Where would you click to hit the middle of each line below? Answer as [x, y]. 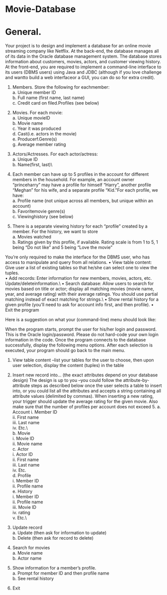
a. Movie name [28, 553]
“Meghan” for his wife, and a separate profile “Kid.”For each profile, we [85, 190]
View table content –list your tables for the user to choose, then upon [83, 360]
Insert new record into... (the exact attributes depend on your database [85, 375]
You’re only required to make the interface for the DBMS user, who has [78, 257]
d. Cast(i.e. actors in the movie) [44, 134]
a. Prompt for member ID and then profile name [61, 573]
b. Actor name [27, 558]
